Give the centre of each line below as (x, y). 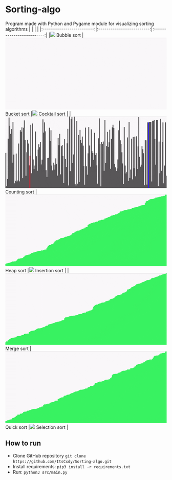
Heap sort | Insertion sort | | (37, 270)
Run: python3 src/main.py (40, 472)
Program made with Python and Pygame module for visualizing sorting (80, 24)
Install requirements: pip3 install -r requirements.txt (71, 466)
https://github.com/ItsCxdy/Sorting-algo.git (62, 462)
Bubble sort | (70, 35)
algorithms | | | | (22, 29)
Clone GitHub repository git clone (49, 455)
